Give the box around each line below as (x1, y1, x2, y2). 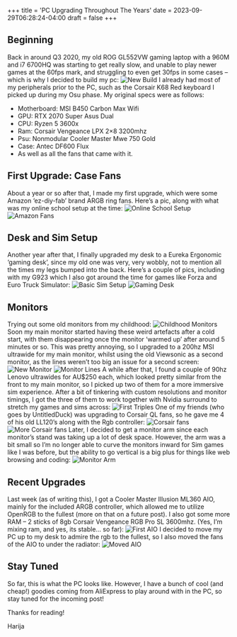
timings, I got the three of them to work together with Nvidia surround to (7, 395, 217, 404)
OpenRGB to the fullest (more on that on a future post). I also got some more (7, 510, 231, 519)
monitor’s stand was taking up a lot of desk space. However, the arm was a (7, 433, 226, 441)
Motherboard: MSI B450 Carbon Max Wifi (17, 104, 139, 113)
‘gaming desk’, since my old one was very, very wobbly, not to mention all (7, 258, 221, 266)
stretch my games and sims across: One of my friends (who (7, 403, 225, 412)
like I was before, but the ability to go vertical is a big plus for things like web (7, 448, 231, 456)
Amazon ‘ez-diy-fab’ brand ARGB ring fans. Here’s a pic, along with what (7, 196, 219, 205)
